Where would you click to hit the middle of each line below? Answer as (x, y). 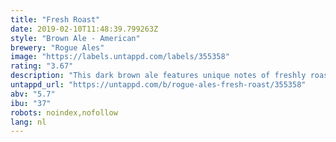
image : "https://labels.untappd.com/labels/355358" (120, 57)
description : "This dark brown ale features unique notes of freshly (158, 76)
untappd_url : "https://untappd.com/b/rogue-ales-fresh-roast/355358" (158, 85)
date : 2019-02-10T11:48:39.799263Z (84, 29)
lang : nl (28, 122)
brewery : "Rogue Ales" (57, 47)
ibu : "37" (31, 103)
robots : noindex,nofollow (64, 112)
